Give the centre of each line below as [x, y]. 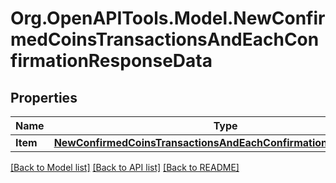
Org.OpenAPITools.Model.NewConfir [168, 18]
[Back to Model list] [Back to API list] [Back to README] [125, 167]
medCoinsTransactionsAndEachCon [165, 39]
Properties [44, 97]
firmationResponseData [111, 61]
